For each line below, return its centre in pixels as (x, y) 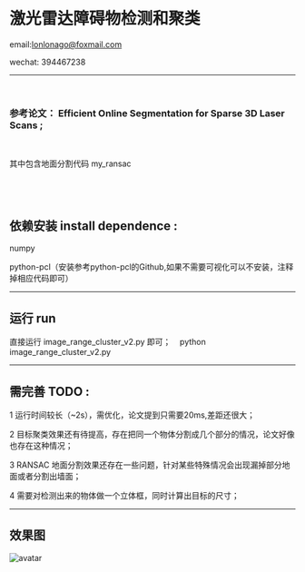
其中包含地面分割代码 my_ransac (70, 163)
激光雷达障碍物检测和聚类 (105, 19)
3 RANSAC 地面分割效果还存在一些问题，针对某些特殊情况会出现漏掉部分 (146, 465)
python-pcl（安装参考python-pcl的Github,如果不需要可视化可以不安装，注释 (152, 267)
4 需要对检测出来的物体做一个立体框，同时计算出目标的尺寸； (124, 496)
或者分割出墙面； (49, 477)
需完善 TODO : (49, 391)
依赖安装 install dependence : (94, 227)
